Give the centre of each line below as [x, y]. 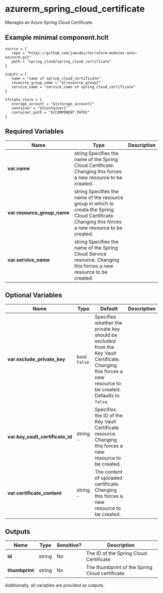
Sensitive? [69, 545]
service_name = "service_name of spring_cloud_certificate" [73, 87]
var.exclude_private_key [36, 359]
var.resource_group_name [39, 213]
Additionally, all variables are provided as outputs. [55, 585]
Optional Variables [33, 295]
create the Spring [94, 209]
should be [106, 335]
